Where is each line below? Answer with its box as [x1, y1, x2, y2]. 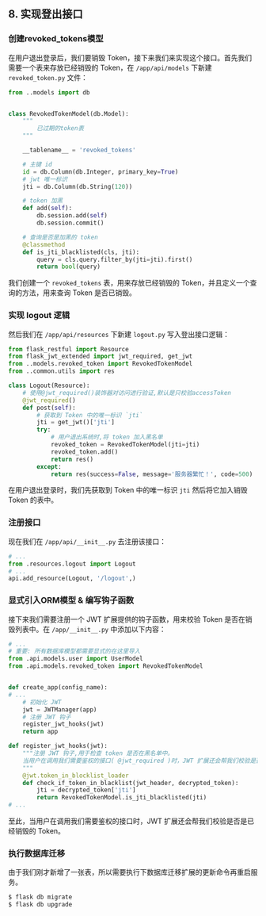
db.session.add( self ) [36, 212, 108, 220]
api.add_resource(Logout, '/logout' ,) [8, 574, 136, 583]
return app [22, 728, 59, 736]
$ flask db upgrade [8, 901, 73, 909]
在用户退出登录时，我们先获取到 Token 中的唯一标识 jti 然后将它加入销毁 [8, 485, 248, 495]
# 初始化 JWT [22, 698, 62, 706]
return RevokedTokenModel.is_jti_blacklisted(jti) [36, 794, 207, 802]
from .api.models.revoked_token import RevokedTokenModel [8, 662, 203, 670]
